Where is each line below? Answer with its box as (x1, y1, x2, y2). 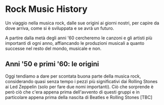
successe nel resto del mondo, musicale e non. (5, 45, 102, 51)
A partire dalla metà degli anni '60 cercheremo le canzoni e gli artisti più (5, 35, 153, 41)
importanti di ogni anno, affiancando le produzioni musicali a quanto (5, 40, 145, 46)
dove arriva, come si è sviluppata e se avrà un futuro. (5, 25, 114, 31)
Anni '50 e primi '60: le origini (5, 60, 99, 68)
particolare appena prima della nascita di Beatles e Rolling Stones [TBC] (5, 94, 153, 100)
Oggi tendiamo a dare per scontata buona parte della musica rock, (5, 73, 141, 79)
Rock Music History (5, 3, 88, 15)
